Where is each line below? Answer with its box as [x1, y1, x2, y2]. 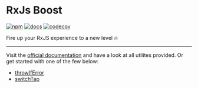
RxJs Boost [6, 4, 63, 17]
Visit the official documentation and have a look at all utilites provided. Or [6, 51, 184, 59]
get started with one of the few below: [6, 57, 99, 65]
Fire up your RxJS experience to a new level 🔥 [6, 34, 118, 41]
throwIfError [14, 69, 44, 76]
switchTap [14, 75, 40, 82]
